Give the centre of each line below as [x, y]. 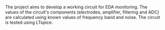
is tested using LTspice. [29, 22]
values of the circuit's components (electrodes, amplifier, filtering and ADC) [82, 12]
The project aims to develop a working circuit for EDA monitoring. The [76, 7]
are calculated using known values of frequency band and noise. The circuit [82, 17]
